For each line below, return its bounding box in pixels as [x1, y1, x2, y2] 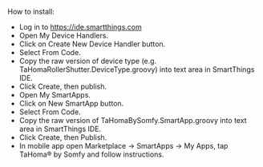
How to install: [7, 7, 55, 16]
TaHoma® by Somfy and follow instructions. [18, 149, 164, 159]
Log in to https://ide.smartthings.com [18, 22, 142, 31]
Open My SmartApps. [18, 90, 91, 99]
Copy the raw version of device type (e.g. [18, 56, 157, 66]
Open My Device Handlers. [18, 31, 109, 40]
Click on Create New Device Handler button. [18, 39, 166, 49]
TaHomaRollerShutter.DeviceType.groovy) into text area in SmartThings [18, 65, 255, 74]
